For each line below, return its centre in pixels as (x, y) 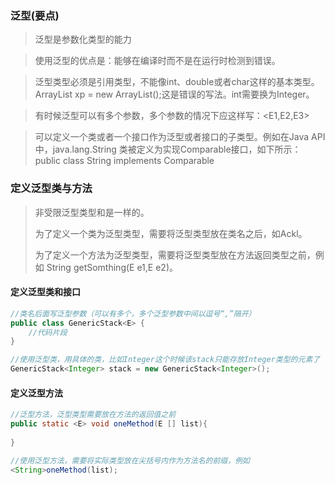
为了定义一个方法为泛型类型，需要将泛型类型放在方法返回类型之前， (175, 254)
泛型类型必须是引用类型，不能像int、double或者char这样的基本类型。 (177, 82)
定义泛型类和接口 (45, 292)
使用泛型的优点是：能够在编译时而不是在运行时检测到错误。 (157, 61)
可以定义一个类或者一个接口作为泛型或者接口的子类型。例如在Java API (180, 137)
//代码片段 (48, 332)
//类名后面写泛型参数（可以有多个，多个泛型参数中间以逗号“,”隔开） (133, 313)
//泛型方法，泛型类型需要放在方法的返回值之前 (93, 415)
